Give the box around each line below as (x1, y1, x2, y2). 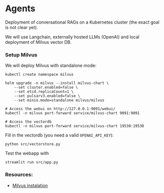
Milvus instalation (12, 182, 48, 188)
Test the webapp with (5, 150, 49, 156)
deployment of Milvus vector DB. (5, 39, 72, 45)
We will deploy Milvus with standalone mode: (5, 62, 97, 69)
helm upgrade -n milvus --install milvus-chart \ (5, 81, 109, 86)
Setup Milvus (5, 51, 38, 58)
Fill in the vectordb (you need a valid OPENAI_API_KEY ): (5, 132, 114, 138)
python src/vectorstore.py (5, 142, 61, 147)
